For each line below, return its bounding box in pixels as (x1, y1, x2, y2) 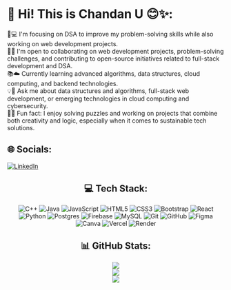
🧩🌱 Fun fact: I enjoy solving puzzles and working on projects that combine (7, 109, 218, 117)
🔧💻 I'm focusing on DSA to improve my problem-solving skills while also (7, 30, 214, 38)
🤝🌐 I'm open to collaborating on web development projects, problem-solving (7, 47, 224, 55)
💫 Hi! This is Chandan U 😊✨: (7, 6, 174, 22)
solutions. (7, 123, 35, 132)
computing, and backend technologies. (7, 79, 119, 87)
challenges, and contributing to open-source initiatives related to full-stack (7, 54, 220, 63)
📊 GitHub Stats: (80, 240, 152, 251)
